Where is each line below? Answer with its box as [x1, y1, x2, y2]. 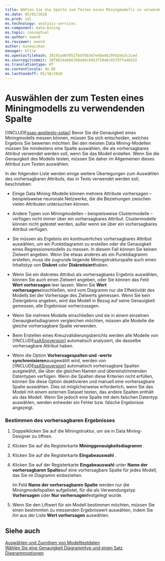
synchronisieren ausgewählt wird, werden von [12, 357, 107, 363]
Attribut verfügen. [12, 226, 49, 232]
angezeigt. [12, 405, 34, 410]
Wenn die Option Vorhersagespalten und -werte [12, 352, 112, 358]
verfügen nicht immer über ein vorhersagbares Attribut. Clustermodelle [12, 216, 156, 221]
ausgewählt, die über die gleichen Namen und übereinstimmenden [12, 368, 147, 374]
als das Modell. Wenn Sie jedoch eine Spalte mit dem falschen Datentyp [12, 394, 158, 400]
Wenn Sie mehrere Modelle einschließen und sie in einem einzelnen [12, 312, 149, 318]
